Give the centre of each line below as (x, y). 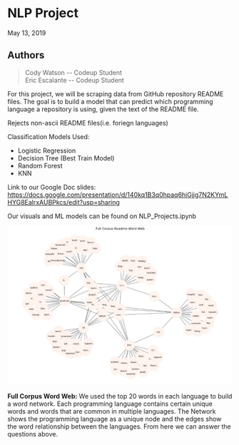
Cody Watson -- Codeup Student (73, 72)
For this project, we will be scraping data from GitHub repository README (116, 93)
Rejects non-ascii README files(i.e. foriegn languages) (88, 123)
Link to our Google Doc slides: (52, 187)
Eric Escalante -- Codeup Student (75, 80)
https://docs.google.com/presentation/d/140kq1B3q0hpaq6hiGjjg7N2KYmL (118, 195)
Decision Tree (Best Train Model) (66, 158)
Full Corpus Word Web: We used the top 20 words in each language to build (120, 397)
